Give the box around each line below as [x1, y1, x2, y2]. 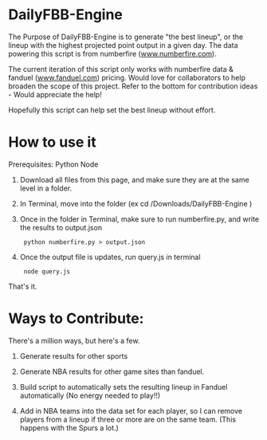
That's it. [8, 281, 37, 291]
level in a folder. [19, 183, 73, 193]
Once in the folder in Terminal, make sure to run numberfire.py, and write [19, 214, 260, 224]
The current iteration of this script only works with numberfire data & [8, 64, 234, 73]
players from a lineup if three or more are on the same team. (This [19, 414, 237, 424]
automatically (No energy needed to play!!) [19, 391, 161, 400]
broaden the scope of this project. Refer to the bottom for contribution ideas [8, 81, 258, 91]
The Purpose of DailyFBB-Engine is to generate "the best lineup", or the [8, 32, 244, 41]
